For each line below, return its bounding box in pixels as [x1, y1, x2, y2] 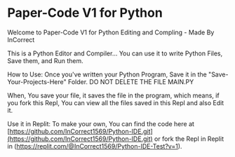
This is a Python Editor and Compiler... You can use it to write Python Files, [7, 49, 223, 57]
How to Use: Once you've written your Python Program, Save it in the [7, 70, 207, 78]
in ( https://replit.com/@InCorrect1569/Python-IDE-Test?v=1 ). [7, 142, 182, 150]
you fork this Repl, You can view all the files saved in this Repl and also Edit [7, 98, 224, 107]
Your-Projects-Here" [7, 77, 67, 86]
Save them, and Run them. [7, 56, 84, 64]
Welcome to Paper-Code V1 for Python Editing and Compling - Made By [7, 28, 215, 36]
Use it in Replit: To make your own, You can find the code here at [7, 119, 195, 128]
